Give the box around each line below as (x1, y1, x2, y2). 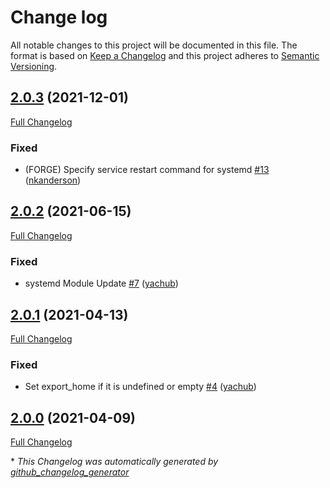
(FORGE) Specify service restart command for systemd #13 (24, 164, 270, 176)
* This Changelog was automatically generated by (10, 456, 219, 468)
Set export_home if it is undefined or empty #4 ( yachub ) (24, 381, 257, 393)
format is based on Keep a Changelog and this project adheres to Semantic (10, 49, 320, 61)
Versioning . (10, 60, 58, 72)
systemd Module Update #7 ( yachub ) (24, 277, 179, 290)
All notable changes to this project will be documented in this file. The (10, 39, 298, 51)
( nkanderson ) (24, 174, 82, 186)
